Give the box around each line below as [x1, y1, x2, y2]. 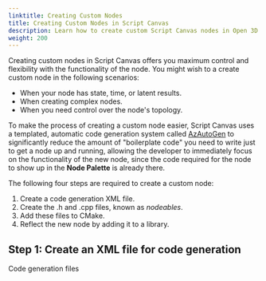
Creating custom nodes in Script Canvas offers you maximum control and [8, 56, 249, 65]
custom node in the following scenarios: [8, 73, 139, 82]
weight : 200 [8, 34, 48, 42]
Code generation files [8, 264, 80, 274]
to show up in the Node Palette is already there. [8, 163, 166, 172]
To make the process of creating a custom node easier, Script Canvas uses [8, 121, 255, 130]
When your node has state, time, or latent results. [19, 89, 182, 98]
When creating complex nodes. [19, 97, 123, 106]
